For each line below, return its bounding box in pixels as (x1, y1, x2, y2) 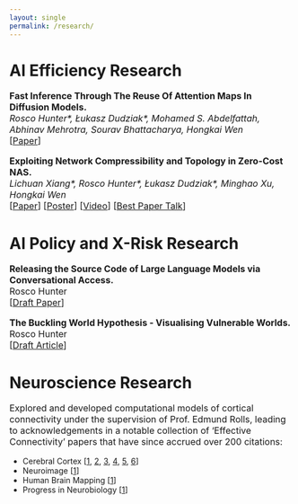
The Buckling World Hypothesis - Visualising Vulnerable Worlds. (9, 316, 292, 329)
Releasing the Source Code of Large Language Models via (9, 262, 261, 275)
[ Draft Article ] (9, 339, 67, 351)
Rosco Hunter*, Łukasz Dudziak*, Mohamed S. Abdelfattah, (9, 112, 260, 125)
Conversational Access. (9, 274, 114, 287)
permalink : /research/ (9, 22, 94, 31)
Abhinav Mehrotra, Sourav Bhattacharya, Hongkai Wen (9, 123, 244, 136)
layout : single (9, 13, 66, 22)
